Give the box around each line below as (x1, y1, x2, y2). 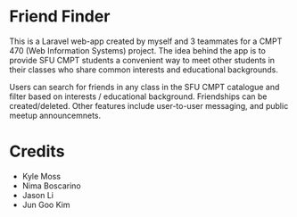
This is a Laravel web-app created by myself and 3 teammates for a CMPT (9, 36, 283, 46)
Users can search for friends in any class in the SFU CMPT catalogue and (9, 81, 280, 92)
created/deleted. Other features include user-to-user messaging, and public (9, 100, 289, 111)
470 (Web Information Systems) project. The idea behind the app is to (9, 45, 266, 55)
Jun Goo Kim (21, 199, 70, 210)
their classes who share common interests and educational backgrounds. (9, 64, 279, 75)
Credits (9, 141, 65, 162)
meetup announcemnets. (9, 110, 102, 121)
